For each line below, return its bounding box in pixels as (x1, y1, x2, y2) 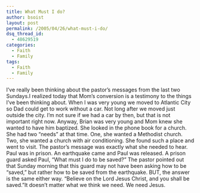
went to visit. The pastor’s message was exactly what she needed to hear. (6, 143, 188, 151)
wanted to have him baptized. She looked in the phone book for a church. (6, 124, 187, 131)
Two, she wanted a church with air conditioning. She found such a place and (6, 137, 195, 144)
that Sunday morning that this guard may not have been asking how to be (6, 163, 187, 170)
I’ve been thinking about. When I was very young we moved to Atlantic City (6, 99, 191, 106)
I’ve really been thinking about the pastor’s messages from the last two (6, 86, 180, 93)
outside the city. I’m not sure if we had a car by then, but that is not (6, 112, 171, 119)
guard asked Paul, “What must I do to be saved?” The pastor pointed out (6, 156, 184, 163)
